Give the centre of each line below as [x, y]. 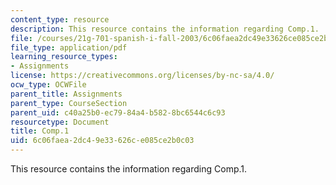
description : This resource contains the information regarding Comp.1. [165, 29]
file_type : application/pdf [69, 47]
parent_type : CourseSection [69, 103]
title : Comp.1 [40, 131]
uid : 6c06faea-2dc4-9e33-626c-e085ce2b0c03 [102, 141]
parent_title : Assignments [66, 94]
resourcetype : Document [60, 122]
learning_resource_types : [64, 57]
